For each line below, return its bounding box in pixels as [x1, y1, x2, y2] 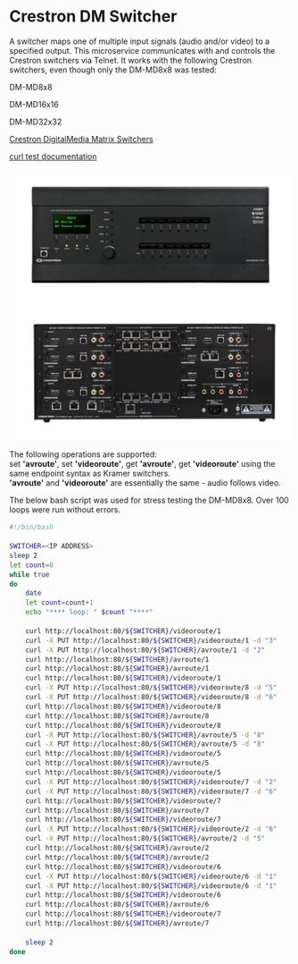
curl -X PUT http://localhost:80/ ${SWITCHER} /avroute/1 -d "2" [25, 646, 266, 655]
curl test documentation [9, 150, 97, 162]
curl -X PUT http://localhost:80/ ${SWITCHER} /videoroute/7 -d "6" [25, 787, 277, 796]
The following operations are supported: [9, 449, 158, 460]
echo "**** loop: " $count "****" [25, 608, 153, 617]
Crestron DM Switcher [9, 6, 178, 27]
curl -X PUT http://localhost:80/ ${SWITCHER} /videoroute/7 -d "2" [25, 777, 277, 786]
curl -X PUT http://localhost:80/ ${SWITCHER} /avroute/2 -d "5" [25, 834, 266, 843]
